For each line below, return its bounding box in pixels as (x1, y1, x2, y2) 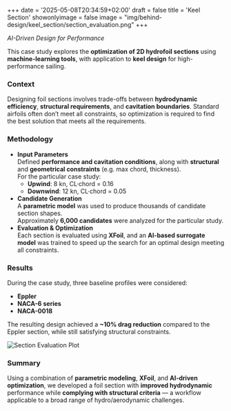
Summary (7, 358, 41, 367)
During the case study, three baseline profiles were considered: (7, 278, 188, 286)
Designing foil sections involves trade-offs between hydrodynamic (7, 95, 198, 103)
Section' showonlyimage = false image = (7, 13, 123, 21)
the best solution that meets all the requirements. (7, 117, 146, 125)
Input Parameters (17, 150, 69, 158)
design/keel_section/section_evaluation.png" (7, 21, 134, 28)
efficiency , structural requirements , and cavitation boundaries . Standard (7, 102, 219, 111)
